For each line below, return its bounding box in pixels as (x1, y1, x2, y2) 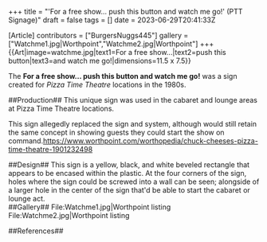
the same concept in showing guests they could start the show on (8, 127, 225, 137)
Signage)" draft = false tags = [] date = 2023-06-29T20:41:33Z (8, 15, 216, 25)
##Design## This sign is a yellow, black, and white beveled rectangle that (8, 160, 249, 170)
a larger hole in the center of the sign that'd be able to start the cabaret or (8, 185, 251, 194)
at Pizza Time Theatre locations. (8, 103, 114, 113)
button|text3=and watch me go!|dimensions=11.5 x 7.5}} (8, 56, 191, 65)
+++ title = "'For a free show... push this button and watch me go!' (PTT (8, 7, 243, 16)
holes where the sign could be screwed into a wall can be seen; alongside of (8, 177, 260, 186)
